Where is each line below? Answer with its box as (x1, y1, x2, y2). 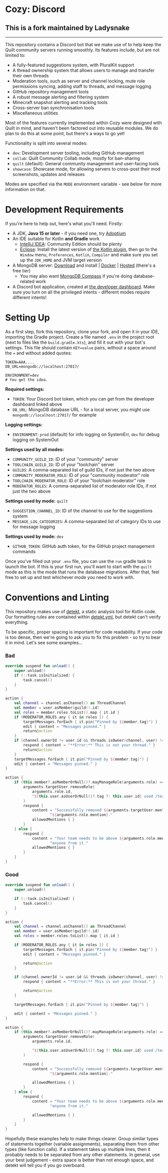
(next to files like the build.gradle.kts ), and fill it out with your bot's (5, 339, 146, 345)
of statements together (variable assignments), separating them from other (5, 1141, 160, 1147)
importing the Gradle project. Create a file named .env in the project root (5, 334, 154, 340)
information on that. (5, 186, 46, 192)
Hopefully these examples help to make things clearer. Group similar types (5, 1136, 158, 1142)
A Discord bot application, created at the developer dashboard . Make (12, 283, 155, 289)
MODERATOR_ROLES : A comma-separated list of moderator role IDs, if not (12, 482, 156, 488)
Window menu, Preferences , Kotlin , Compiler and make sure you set (19, 251, 158, 257)
